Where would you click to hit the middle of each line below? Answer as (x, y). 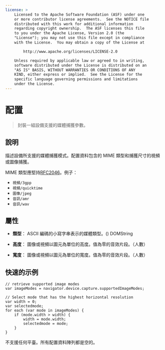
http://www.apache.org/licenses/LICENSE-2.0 (70, 51)
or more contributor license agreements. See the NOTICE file (82, 19)
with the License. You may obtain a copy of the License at (79, 43)
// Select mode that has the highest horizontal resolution (69, 297)
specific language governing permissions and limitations (76, 79)
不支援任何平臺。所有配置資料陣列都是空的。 (51, 342)
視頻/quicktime (28, 188)
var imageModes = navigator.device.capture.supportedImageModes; (75, 289)
